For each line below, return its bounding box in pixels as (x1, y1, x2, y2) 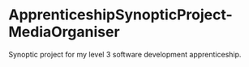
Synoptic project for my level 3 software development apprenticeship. (8, 49, 242, 59)
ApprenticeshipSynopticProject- (8, 6, 233, 24)
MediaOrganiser (8, 23, 120, 41)
